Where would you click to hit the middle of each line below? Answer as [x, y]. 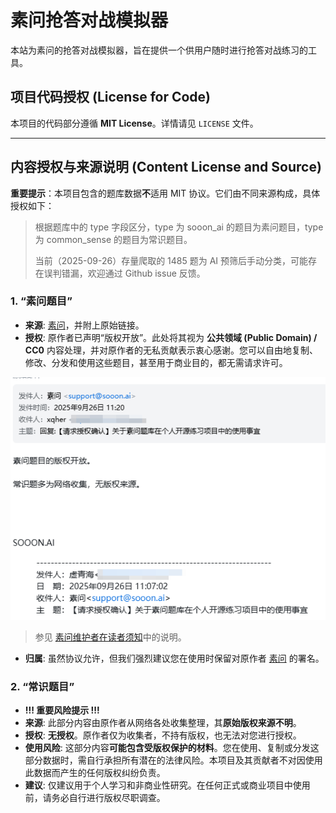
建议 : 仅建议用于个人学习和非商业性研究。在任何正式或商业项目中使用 [167, 785]
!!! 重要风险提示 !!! [62, 710]
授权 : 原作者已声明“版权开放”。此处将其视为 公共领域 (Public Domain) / [171, 337]
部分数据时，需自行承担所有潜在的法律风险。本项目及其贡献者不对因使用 [173, 760]
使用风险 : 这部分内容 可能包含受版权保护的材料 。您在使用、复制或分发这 [172, 748]
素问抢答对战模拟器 [89, 20]
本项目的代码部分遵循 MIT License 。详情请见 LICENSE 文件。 [134, 123]
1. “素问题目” [41, 301]
